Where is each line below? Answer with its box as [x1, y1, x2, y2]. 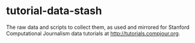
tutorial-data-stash [6, 4, 102, 18]
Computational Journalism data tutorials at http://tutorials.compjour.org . [6, 29, 181, 37]
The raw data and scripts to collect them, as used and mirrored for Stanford [6, 24, 190, 31]
